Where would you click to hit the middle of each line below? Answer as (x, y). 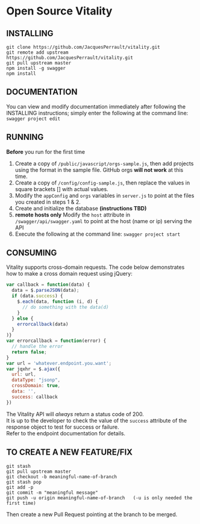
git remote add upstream (37, 52)
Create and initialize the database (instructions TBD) (81, 208)
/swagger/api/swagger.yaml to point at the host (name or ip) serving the (103, 221)
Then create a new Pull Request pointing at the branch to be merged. (92, 514)
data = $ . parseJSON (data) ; (45, 291)
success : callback (35, 397)
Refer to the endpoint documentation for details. (66, 433)
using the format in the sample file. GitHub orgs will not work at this (99, 169)
